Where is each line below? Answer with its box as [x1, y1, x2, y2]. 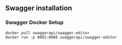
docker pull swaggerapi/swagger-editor [5, 30, 90, 35]
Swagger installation [5, 4, 72, 12]
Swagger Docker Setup [5, 19, 64, 26]
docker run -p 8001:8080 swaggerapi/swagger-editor [5, 34, 117, 39]
